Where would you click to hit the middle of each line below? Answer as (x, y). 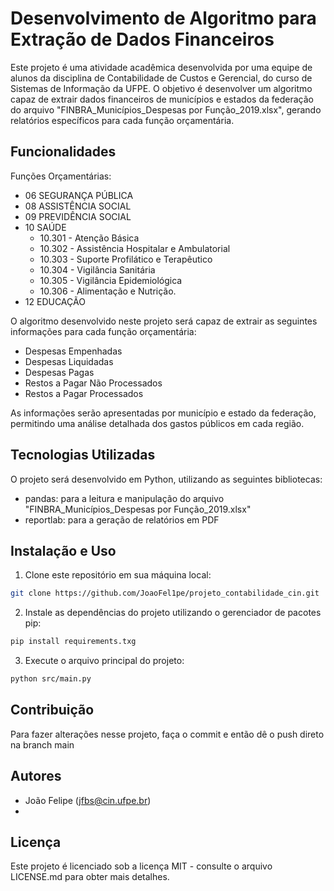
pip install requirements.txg (73, 642)
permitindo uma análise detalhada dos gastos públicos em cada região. (157, 423)
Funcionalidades (63, 152)
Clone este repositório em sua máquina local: (118, 575)
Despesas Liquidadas (69, 361)
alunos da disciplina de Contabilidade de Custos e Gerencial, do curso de (161, 78)
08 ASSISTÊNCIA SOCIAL (78, 206)
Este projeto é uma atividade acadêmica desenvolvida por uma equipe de (161, 67)
